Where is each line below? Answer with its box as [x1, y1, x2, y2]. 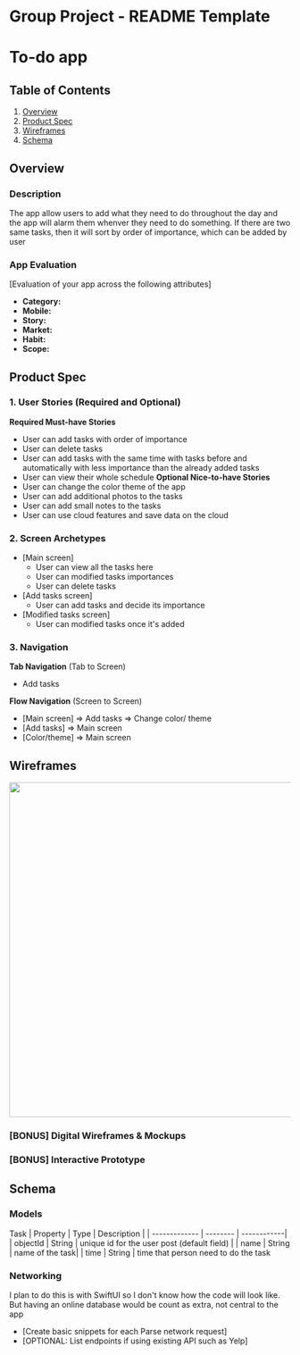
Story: [21, 315, 46, 326]
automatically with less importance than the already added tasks [21, 462, 260, 473]
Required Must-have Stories [9, 416, 116, 427]
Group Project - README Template [9, 6, 271, 27]
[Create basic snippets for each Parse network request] [21, 1326, 228, 1337]
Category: [21, 297, 62, 307]
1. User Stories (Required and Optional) [9, 396, 181, 408]
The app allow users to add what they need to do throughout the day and [9, 207, 279, 218]
